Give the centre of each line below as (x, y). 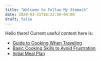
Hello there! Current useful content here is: (49, 33)
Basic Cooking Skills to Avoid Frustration (54, 48)
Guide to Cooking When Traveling (47, 43)
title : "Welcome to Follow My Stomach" (47, 10)
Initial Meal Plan (28, 53)
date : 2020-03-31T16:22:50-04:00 (40, 14)
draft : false (19, 19)
